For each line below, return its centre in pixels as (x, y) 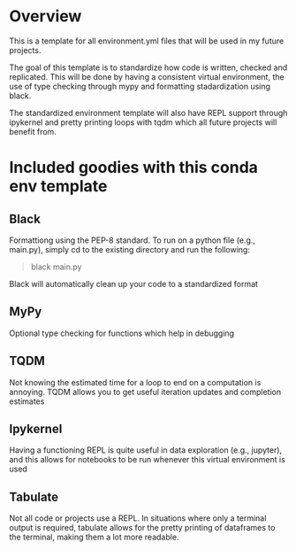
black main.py (56, 267)
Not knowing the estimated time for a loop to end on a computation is (135, 382)
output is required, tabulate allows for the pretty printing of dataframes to (142, 528)
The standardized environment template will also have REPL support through (148, 113)
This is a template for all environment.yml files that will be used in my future (147, 41)
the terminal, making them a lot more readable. (94, 537)
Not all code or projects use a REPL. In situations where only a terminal (138, 518)
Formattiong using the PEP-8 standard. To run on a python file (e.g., (133, 240)
